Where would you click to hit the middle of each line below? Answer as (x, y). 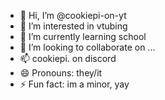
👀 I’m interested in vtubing (73, 26)
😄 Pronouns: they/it (61, 73)
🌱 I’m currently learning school (83, 36)
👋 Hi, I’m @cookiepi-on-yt (73, 15)
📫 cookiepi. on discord (68, 58)
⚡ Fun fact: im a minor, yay (74, 84)
